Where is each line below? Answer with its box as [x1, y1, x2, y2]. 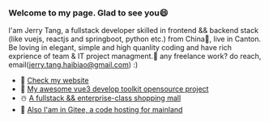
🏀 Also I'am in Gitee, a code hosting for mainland [19, 105, 183, 115]
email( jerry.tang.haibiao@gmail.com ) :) [8, 60, 139, 69]
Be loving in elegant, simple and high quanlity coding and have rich [8, 43, 233, 53]
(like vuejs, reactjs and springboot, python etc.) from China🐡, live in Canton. [8, 34, 262, 44]
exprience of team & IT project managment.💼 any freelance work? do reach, [8, 52, 262, 61]
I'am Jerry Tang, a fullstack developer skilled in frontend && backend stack [8, 26, 259, 36]
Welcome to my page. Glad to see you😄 [8, 7, 169, 19]
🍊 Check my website [19, 76, 89, 86]
